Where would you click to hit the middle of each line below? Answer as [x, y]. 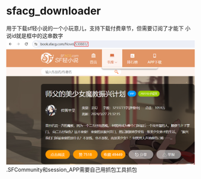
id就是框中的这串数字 [37, 36]
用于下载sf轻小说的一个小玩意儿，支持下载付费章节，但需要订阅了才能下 [95, 28]
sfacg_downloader [54, 11]
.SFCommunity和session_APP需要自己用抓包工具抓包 [72, 170]
